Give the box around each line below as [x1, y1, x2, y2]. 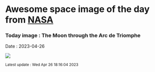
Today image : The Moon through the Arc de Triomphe [5, 32, 141, 39]
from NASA [5, 14, 54, 25]
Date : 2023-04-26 [5, 43, 45, 49]
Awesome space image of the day [5, 3, 150, 15]
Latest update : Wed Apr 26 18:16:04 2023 [5, 62, 79, 67]
